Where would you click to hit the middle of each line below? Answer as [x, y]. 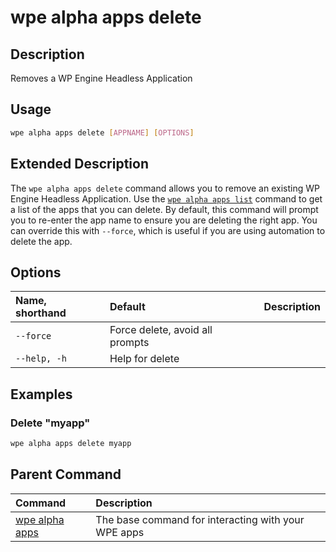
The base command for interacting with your [200, 519]
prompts [129, 343]
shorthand [41, 313]
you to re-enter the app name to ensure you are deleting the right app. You [164, 220]
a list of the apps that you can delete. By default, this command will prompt [164, 209]
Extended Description [79, 164]
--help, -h [41, 359]
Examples [41, 394]
